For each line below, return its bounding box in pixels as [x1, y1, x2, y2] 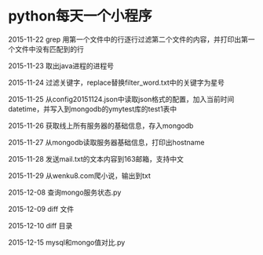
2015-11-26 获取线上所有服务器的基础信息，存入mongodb [8, 121, 194, 130]
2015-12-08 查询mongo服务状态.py [8, 188, 122, 197]
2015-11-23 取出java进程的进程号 [8, 60, 114, 71]
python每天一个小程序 [8, 7, 152, 25]
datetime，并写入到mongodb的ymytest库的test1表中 [8, 104, 177, 114]
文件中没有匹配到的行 [14, 44, 84, 53]
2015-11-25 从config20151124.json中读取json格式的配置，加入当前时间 [8, 94, 235, 104]
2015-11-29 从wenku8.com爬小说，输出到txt [8, 170, 152, 180]
